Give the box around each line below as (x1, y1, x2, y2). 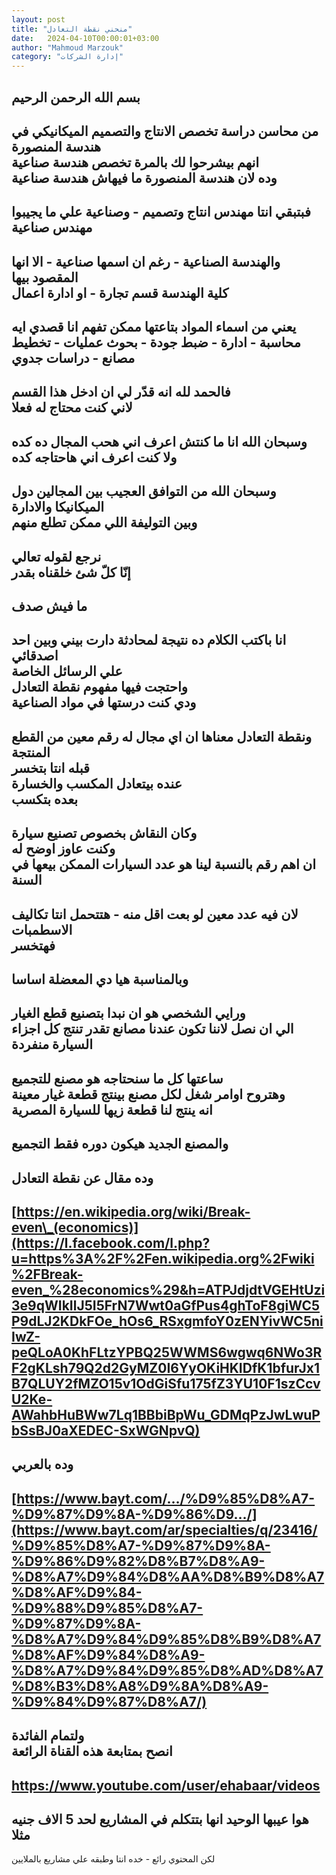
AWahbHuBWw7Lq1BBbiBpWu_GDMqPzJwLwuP (11, 1406, 321, 1423)
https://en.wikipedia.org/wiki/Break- (16, 1203, 251, 1220)
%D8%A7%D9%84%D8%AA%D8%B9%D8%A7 (11, 1568, 325, 1585)
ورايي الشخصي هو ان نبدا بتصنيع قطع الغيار (11, 1005, 246, 1022)
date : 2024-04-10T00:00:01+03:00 (11, 33, 160, 43)
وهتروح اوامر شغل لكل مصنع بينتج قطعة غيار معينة (11, 1086, 286, 1103)
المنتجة (11, 744, 51, 761)
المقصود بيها (11, 269, 79, 286)
